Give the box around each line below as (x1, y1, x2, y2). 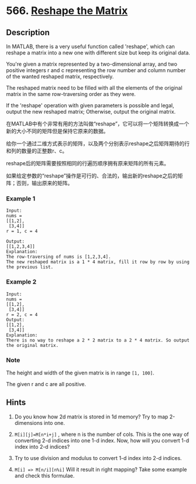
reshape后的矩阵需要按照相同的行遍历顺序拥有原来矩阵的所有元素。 (6, 160, 170, 166)
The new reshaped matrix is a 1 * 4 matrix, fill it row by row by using (6, 259, 190, 265)
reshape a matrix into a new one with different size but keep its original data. (6, 49, 190, 56)
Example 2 (6, 278, 37, 286)
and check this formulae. (14, 472, 75, 479)
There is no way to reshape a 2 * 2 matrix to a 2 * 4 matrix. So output (6, 337, 190, 343)
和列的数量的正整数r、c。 (6, 148, 68, 154)
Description (6, 28, 50, 38)
